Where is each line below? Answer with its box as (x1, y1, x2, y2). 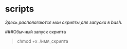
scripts (5, 3, 34, 15)
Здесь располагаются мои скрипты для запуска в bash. (5, 19, 123, 25)
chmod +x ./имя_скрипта (17, 38, 69, 44)
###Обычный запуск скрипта (5, 29, 66, 34)
